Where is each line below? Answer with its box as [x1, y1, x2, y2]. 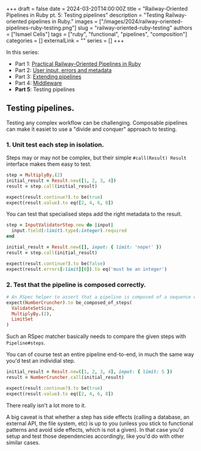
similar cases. [6, 438, 40, 446]
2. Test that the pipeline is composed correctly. [6, 280, 147, 289]
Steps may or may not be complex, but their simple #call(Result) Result [6, 154, 187, 162]
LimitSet [11, 316, 33, 322]
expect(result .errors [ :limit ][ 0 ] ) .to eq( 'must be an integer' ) [6, 266, 167, 272]
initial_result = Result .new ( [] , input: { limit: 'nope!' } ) [6, 244, 162, 250]
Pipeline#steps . [6, 339, 46, 347]
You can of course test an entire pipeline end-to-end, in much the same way [6, 351, 194, 358]
